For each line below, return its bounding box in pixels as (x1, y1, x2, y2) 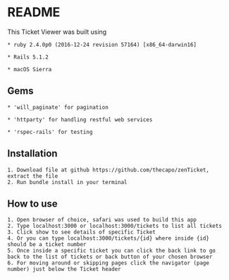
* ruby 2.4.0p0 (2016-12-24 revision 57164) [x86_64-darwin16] (7, 41, 197, 48)
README (7, 4, 61, 20)
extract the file (7, 172, 58, 180)
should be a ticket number (7, 241, 87, 248)
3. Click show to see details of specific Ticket (7, 229, 156, 236)
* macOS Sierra (7, 66, 52, 73)
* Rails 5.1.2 (7, 54, 49, 61)
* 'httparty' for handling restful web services (7, 116, 153, 123)
